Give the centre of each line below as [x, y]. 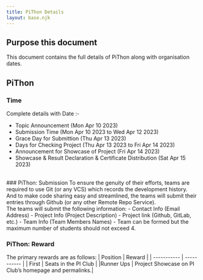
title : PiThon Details [35, 12]
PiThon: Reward [30, 244]
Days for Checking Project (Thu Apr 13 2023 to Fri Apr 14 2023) [95, 145]
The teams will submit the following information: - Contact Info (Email [93, 209]
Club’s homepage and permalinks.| [50, 270]
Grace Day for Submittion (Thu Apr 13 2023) [71, 138]
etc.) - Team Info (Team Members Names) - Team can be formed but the [98, 222]
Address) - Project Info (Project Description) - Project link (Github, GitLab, [99, 215]
